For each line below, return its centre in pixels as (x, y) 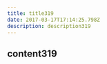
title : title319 (30, 13)
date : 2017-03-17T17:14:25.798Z (53, 20)
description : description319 (49, 26)
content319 (32, 53)
